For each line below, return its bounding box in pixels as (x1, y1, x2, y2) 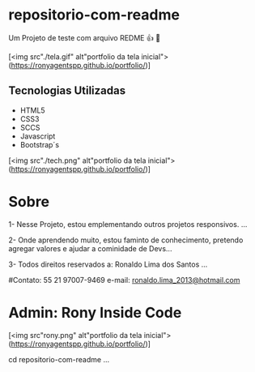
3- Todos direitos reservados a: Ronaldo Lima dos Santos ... (8, 259, 208, 269)
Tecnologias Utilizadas (8, 83, 126, 98)
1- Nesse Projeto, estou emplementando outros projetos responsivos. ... (8, 219, 248, 229)
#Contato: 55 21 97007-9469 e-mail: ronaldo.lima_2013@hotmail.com (8, 275, 240, 284)
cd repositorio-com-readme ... (8, 354, 110, 364)
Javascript (19, 131, 56, 141)
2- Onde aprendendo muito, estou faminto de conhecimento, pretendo (8, 235, 244, 245)
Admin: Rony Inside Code (8, 303, 182, 322)
